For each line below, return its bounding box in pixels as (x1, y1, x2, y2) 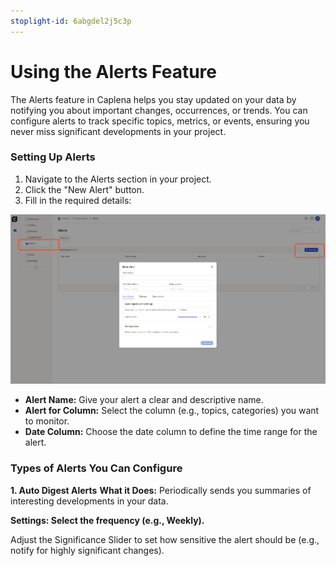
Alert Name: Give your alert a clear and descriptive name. (24, 394, 264, 406)
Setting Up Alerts (10, 150, 96, 164)
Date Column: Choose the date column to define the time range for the (24, 426, 318, 438)
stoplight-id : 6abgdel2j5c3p (10, 16, 132, 26)
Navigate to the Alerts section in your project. (24, 173, 212, 185)
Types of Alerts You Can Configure (10, 461, 183, 475)
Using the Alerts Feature (10, 60, 217, 83)
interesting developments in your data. (10, 495, 169, 507)
